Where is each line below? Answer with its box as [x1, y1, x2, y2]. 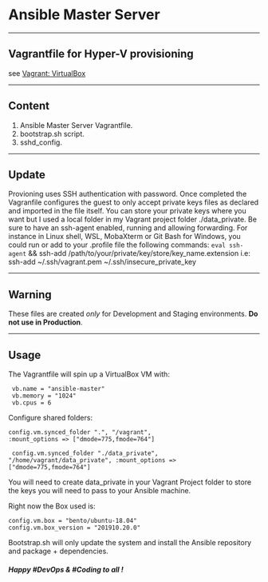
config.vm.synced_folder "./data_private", [11, 449, 159, 457]
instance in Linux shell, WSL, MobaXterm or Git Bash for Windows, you [8, 232, 241, 241]
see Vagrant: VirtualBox [8, 68, 86, 78]
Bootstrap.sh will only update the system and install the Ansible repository [8, 538, 252, 547]
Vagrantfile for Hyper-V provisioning [8, 47, 194, 61]
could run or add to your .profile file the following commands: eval [8, 240, 226, 249]
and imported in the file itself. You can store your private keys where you [8, 206, 247, 216]
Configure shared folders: [8, 413, 93, 422]
